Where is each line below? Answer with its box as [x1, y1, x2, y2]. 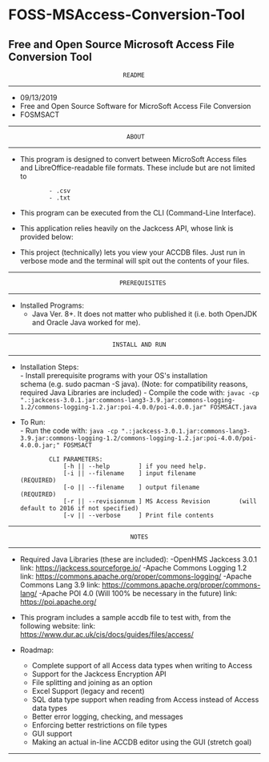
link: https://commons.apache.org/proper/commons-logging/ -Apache [19, 571, 252, 581]
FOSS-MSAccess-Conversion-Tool [8, 6, 246, 24]
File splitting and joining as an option [31, 678, 153, 687]
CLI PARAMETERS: [49, 455, 103, 463]
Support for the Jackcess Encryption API [31, 669, 167, 679]
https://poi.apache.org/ [19, 597, 97, 607]
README [122, 71, 146, 79]
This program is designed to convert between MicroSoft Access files [19, 155, 247, 163]
